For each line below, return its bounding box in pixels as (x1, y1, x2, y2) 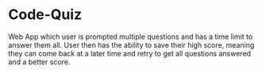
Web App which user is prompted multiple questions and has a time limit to (8, 32, 253, 41)
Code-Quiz (8, 6, 83, 24)
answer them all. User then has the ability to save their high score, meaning (8, 40, 255, 49)
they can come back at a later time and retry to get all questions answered (8, 48, 252, 58)
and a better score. (8, 57, 71, 67)
